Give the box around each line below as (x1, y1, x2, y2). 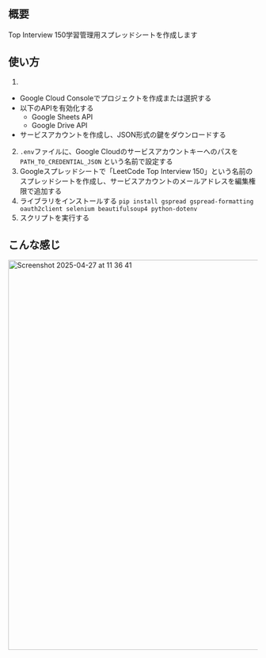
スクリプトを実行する (19, 213, 89, 222)
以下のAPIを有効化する (19, 103, 94, 112)
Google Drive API (31, 120, 88, 130)
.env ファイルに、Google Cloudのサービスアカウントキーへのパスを (19, 146, 239, 156)
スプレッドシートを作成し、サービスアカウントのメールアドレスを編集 (19, 176, 249, 186)
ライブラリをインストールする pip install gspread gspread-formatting (19, 196, 254, 206)
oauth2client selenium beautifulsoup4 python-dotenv (19, 205, 198, 213)
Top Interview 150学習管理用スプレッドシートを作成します (8, 30, 198, 40)
